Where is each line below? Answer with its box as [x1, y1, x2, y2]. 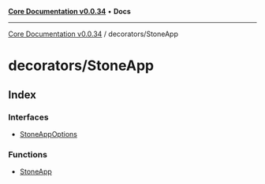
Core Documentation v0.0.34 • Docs [8, 7, 132, 16]
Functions [8, 149, 47, 160]
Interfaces [8, 112, 49, 123]
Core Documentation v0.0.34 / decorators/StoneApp [8, 29, 179, 39]
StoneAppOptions [19, 129, 77, 138]
